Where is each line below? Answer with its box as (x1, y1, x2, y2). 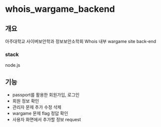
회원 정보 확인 (12, 98, 39, 104)
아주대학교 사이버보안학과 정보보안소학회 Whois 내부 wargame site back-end (5, 39, 156, 44)
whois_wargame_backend (5, 3, 115, 15)
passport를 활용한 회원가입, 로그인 (12, 92, 80, 98)
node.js (5, 62, 21, 68)
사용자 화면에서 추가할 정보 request (12, 117, 81, 123)
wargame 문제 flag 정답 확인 (12, 110, 68, 117)
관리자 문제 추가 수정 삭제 (12, 104, 62, 110)
